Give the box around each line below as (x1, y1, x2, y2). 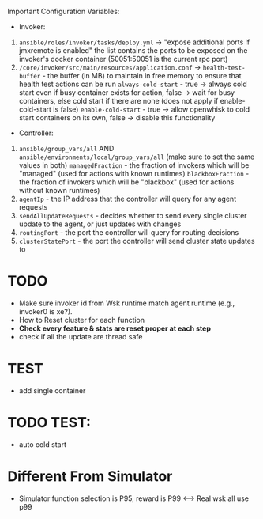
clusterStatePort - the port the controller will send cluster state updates (18, 237, 255, 245)
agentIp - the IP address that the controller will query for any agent (18, 194, 237, 203)
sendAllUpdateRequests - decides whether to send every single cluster (18, 211, 247, 220)
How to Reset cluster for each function (18, 315, 145, 324)
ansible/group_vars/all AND (18, 144, 115, 153)
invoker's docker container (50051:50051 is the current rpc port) (18, 55, 228, 63)
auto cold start (18, 439, 66, 449)
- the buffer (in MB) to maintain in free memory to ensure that (42, 71, 242, 80)
